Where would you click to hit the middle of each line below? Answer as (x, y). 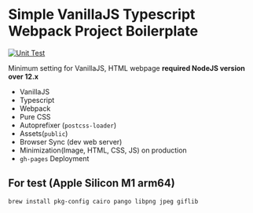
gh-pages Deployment (54, 158)
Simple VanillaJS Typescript (102, 15)
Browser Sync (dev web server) (71, 141)
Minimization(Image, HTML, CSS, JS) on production (103, 150)
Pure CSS (35, 116)
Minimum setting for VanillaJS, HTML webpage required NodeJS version (127, 68)
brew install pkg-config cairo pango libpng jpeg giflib (103, 201)
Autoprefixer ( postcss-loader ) (68, 125)
